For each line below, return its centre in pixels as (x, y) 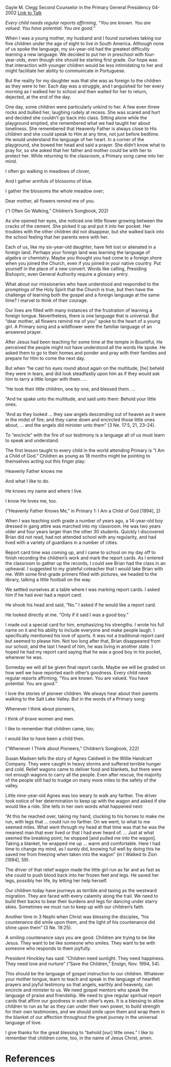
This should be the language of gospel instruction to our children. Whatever (85, 974)
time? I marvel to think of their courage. (47, 300)
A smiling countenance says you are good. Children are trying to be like (80, 938)
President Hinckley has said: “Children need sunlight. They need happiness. (85, 958)
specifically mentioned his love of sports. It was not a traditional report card (85, 636)
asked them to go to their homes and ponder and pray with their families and (86, 353)
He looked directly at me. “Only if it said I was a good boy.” (67, 615)
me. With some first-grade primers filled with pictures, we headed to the (81, 574)
